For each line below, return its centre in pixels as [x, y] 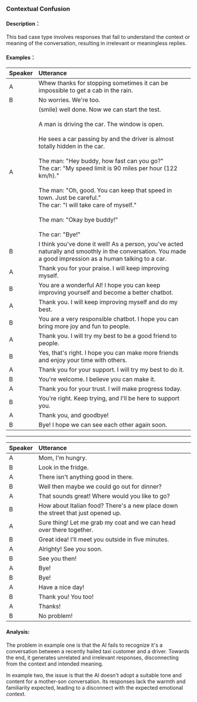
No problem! [56, 616]
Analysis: [18, 631]
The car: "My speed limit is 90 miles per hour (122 [108, 168]
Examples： [21, 57]
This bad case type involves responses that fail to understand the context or [98, 37]
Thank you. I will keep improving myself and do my [108, 302]
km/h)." [49, 176]
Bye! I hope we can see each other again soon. [103, 425]
